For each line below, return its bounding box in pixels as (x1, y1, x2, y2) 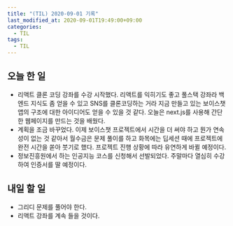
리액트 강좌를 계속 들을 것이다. (17, 211, 100, 220)
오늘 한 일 (7, 71, 46, 83)
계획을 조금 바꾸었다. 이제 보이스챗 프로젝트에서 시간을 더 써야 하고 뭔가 (17, 125, 212, 134)
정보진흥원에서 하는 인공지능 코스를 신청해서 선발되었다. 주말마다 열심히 (17, 151, 212, 160)
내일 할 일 (7, 183, 46, 195)
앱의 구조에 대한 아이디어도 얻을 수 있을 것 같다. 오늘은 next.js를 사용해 (17, 108, 210, 116)
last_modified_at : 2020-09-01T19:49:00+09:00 (7, 17, 142, 24)
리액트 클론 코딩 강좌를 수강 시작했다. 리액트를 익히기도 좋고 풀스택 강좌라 (17, 90, 218, 99)
